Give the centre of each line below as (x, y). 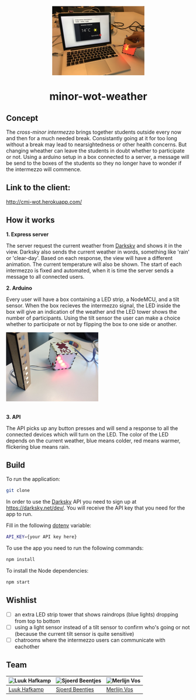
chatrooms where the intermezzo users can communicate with (90, 640)
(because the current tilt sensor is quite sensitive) (74, 633)
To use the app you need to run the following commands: (75, 548)
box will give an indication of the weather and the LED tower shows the (92, 311)
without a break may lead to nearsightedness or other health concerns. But (97, 144)
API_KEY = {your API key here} (42, 537)
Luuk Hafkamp (26, 689)
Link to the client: (38, 188)
